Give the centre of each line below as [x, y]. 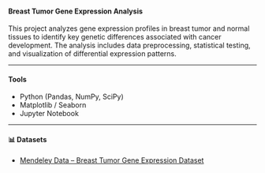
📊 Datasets [28, 139]
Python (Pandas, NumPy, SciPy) [71, 97]
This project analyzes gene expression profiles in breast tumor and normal [129, 28]
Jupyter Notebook [49, 114]
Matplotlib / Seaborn [53, 105]
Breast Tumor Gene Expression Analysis [76, 11]
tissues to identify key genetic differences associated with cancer [115, 37]
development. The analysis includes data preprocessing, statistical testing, [129, 45]
